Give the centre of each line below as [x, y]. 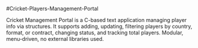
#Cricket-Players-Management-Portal [52, 9]
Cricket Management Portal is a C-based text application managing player [96, 20]
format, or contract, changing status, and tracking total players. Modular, [95, 33]
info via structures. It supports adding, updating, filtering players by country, [99, 26]
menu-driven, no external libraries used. [55, 39]
